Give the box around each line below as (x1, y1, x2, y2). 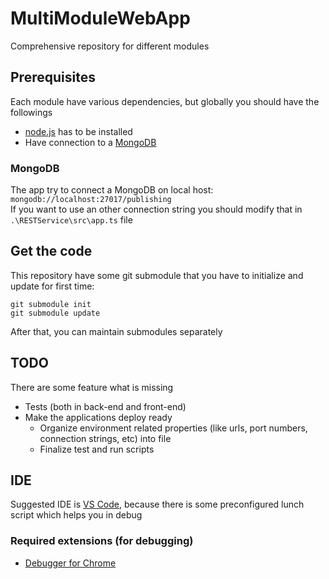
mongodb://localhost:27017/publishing (10, 195, 172, 205)
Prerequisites (10, 69, 96, 86)
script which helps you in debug (10, 509, 143, 521)
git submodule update (10, 308, 101, 318)
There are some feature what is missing (10, 381, 174, 393)
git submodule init (10, 299, 92, 309)
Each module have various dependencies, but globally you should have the (10, 95, 320, 107)
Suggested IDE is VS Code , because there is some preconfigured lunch (10, 498, 305, 511)
